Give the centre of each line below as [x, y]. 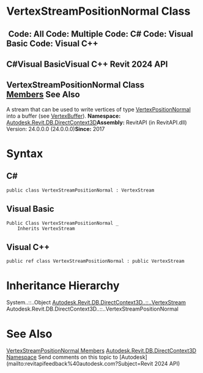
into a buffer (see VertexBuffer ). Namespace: [64, 116]
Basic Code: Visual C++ [53, 43]
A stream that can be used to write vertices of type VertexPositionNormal [98, 109]
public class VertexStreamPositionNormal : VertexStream [80, 190]
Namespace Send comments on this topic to [62, 357]
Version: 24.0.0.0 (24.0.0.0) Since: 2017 [56, 129]
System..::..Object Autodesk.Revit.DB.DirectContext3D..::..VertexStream [96, 303]
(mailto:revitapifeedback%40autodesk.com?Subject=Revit [80, 364]
